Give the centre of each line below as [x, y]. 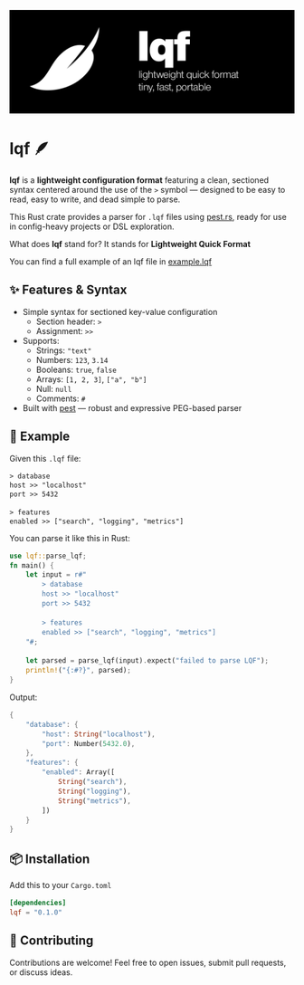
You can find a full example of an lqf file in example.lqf [111, 262]
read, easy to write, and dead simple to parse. [95, 199]
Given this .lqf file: [45, 458]
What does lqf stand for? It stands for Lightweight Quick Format [130, 244]
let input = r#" [57, 575]
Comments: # [61, 398]
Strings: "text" [64, 350]
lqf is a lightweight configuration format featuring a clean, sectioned [139, 180]
